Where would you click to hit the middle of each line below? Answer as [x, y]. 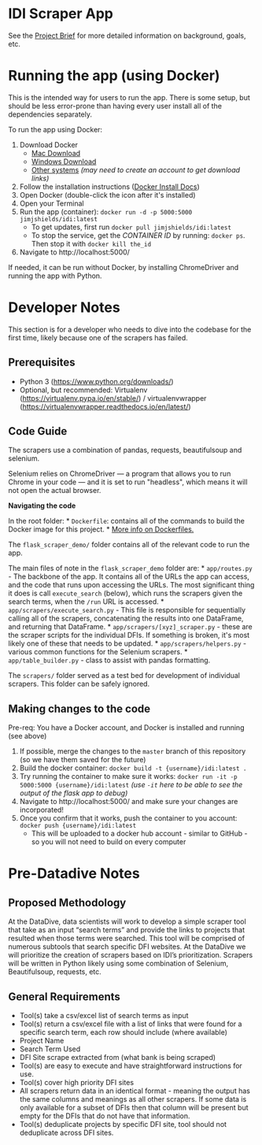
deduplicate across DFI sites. [66, 1133]
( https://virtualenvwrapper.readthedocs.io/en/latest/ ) [105, 406]
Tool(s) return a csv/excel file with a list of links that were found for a [131, 1024]
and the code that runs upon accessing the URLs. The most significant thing [131, 585]
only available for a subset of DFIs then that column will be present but [134, 1108]
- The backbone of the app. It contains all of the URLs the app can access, [129, 576]
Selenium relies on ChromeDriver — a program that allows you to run [120, 474]
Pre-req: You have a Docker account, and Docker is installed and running [126, 728]
